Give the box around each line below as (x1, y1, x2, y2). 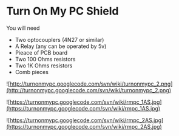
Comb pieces (15, 68, 49, 75)
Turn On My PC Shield (6, 4, 119, 18)
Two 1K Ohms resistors (15, 62, 73, 69)
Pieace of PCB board (15, 49, 68, 56)
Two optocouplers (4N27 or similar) (15, 36, 104, 43)
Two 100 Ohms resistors (15, 55, 76, 63)
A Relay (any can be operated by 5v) (15, 42, 107, 50)
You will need (6, 24, 40, 32)
